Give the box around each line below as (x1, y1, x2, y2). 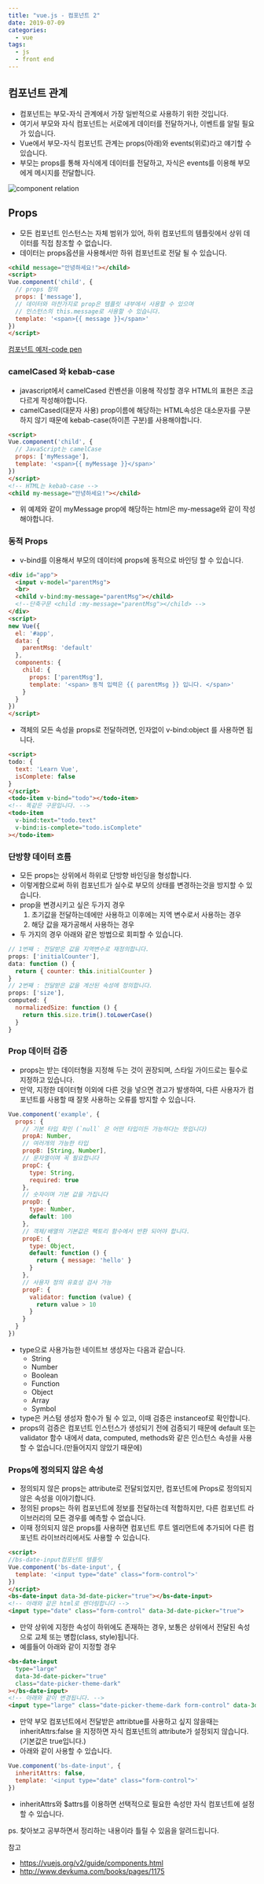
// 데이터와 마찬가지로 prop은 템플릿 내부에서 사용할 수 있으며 (15, 300, 194, 308)
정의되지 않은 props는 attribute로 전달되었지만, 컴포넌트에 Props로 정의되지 (19, 1484, 253, 1493)
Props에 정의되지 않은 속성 (8, 1464, 104, 1475)
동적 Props (8, 536, 49, 547)
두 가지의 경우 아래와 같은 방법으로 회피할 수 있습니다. (19, 930, 183, 939)
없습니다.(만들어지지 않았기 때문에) (36, 1443, 143, 1452)
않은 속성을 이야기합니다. (19, 1494, 96, 1503)
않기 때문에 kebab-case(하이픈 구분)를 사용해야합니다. (34, 415, 202, 425)
